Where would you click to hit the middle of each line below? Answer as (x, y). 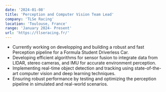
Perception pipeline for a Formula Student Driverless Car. (70, 52)
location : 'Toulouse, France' (36, 24)
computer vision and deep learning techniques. (67, 73)
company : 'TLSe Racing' (30, 19)
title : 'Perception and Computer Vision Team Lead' (59, 14)
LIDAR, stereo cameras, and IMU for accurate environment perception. (84, 63)
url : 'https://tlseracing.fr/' (37, 33)
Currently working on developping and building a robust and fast (78, 47)
